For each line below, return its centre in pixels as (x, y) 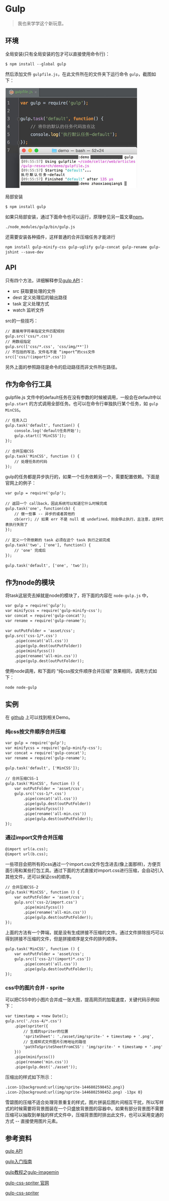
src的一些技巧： (22, 321)
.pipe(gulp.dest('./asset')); (46, 1067)
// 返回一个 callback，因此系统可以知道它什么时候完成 (56, 504)
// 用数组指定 (18, 341)
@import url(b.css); (27, 854)
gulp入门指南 (19, 1161)
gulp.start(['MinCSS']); (40, 436)
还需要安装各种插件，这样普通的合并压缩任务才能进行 (60, 237)
